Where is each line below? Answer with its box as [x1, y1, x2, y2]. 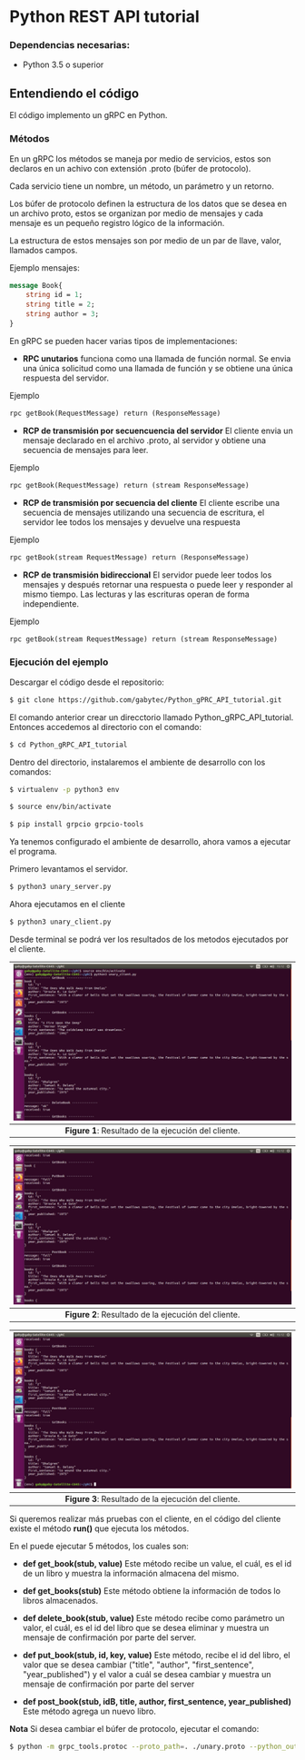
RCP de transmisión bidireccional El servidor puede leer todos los [22, 569, 272, 580]
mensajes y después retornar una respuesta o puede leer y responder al [22, 578, 293, 589]
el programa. [9, 846, 57, 857]
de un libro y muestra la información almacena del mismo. [22, 1568, 240, 1579]
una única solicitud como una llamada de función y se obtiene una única [22, 362, 293, 373]
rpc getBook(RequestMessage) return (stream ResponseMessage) [9, 480, 250, 489]
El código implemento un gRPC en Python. [9, 110, 168, 121]
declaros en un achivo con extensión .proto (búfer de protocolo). [9, 163, 251, 173]
